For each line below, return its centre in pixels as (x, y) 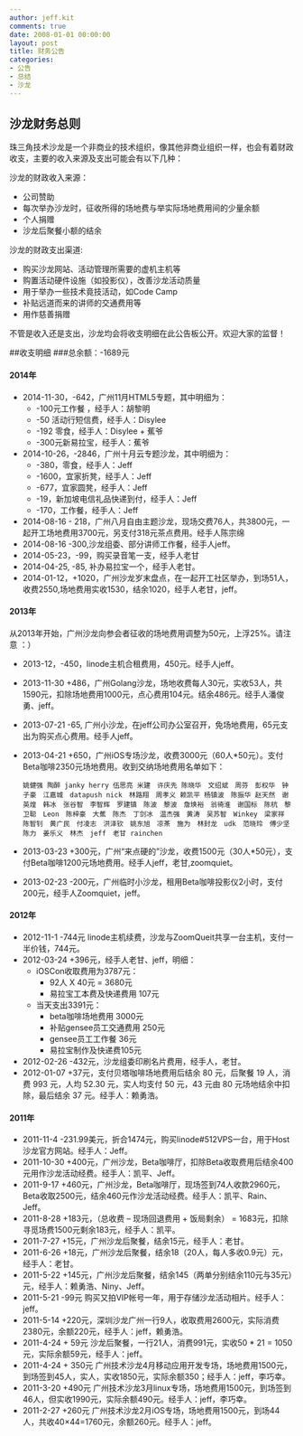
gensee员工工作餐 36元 (93, 1039)
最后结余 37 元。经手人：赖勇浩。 (101, 1095)
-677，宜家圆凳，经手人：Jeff (92, 487)
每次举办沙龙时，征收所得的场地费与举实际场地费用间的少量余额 (141, 208)
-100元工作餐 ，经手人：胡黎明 (93, 408)
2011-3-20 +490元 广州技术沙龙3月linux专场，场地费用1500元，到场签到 (156, 1388)
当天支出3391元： (69, 1005)
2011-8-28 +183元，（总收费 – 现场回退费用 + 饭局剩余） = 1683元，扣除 (155, 1219)
